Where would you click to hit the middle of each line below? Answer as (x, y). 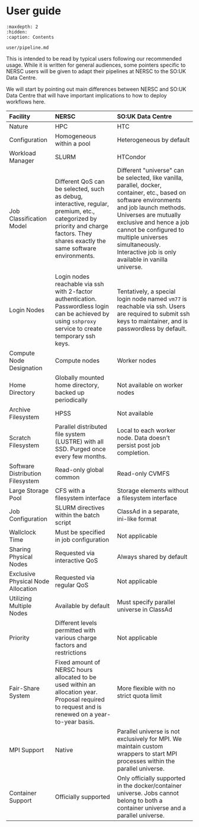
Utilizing (20, 598)
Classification (28, 218)
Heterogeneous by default (153, 140)
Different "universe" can (151, 170)
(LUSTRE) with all (79, 441)
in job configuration (82, 539)
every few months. (81, 456)
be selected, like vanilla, (150, 178)
